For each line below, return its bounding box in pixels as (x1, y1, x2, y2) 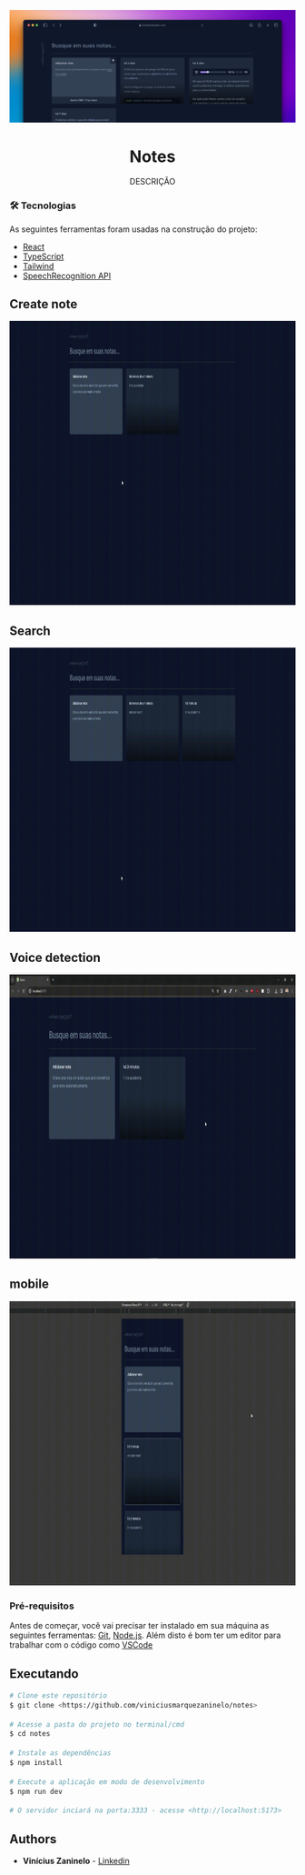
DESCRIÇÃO (129, 176, 176, 187)
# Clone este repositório (9, 1690, 107, 1700)
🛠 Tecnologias (9, 199, 77, 212)
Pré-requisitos (9, 1599, 74, 1612)
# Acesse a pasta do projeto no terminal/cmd (9, 1720, 184, 1729)
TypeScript (22, 251, 64, 262)
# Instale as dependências (9, 1749, 112, 1758)
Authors (9, 1831, 57, 1847)
